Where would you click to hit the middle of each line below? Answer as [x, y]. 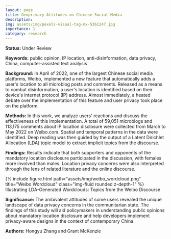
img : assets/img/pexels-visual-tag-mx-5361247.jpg [60, 24]
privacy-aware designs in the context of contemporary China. [70, 221]
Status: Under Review [29, 48]
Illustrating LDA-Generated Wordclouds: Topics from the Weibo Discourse [83, 190]
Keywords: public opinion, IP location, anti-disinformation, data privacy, [81, 58]
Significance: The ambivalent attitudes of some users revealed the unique [83, 200]
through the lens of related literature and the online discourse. [70, 169]
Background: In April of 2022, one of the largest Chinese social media [79, 73]
